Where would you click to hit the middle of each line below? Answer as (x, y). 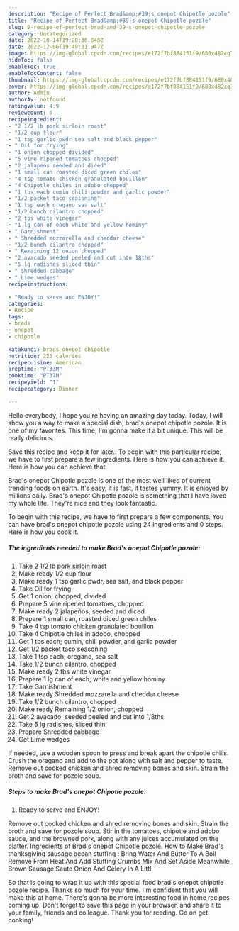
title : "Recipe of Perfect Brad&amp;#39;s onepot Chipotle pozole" (110, 21)
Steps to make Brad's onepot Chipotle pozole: (77, 792)
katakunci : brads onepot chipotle (59, 349)
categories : (26, 303)
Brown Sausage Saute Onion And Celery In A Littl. (80, 869)
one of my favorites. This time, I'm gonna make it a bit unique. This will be (116, 430)
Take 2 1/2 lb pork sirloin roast (62, 566)
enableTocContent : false (45, 73)
